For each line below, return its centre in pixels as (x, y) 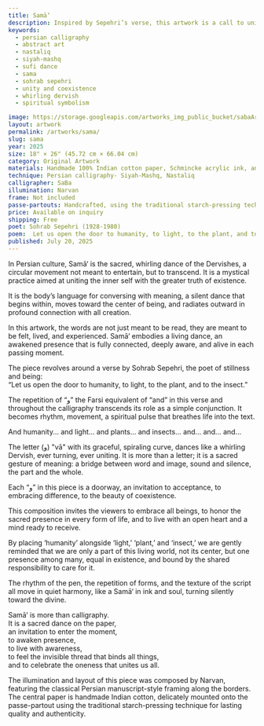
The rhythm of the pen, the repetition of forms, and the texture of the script (130, 583)
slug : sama (26, 139)
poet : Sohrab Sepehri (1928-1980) (65, 227)
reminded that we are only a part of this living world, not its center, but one (129, 551)
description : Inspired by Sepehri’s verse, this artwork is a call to (126, 23)
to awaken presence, (42, 640)
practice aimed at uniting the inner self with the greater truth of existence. (128, 280)
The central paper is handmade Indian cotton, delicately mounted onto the (128, 697)
